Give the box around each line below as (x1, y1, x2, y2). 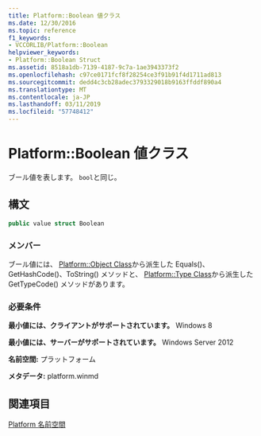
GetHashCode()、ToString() (8, 269, 99, 278)
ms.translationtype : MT (8, 85, 87, 94)
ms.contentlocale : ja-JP (8, 93, 90, 101)
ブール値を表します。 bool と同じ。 (8, 172, 121, 181)
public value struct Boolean (8, 220, 105, 228)
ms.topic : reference (8, 26, 77, 34)
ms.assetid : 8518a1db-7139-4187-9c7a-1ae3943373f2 (8, 64, 179, 72)
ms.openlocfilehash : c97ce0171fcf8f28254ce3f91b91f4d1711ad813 (8, 71, 222, 79)
